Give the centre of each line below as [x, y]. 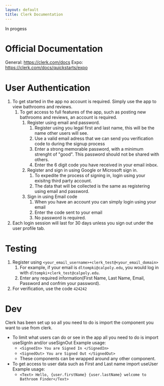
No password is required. [60, 218]
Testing [21, 248]
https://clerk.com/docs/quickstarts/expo [47, 68]
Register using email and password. [63, 123]
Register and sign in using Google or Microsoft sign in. [82, 170]
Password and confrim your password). [60, 284]
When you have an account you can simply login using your [95, 202]
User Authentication [48, 88]
